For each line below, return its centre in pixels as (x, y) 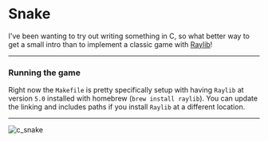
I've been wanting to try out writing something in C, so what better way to (129, 36)
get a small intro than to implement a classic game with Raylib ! (110, 44)
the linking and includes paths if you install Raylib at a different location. (127, 107)
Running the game (45, 73)
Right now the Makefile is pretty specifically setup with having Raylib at (126, 90)
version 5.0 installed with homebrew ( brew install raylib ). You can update (133, 99)
